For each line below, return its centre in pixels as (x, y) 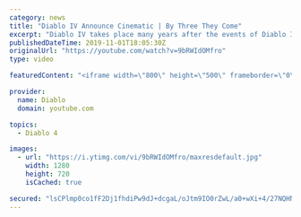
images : (24, 149)
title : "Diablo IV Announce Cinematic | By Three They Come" (126, 26)
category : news (38, 17)
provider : (28, 91)
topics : (24, 125)
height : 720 (47, 174)
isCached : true (54, 182)
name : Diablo (42, 100)
